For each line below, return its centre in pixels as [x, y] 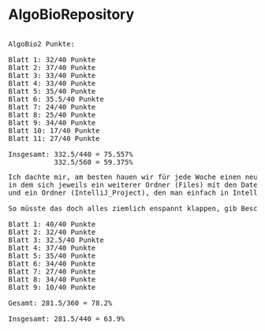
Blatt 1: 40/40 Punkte [52, 224]
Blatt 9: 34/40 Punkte [52, 123]
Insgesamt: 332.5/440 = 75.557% [71, 154]
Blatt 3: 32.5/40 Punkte [56, 240]
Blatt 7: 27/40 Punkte [52, 271]
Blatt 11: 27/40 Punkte [54, 138]
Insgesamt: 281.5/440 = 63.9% [67, 318]
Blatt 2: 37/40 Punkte [52, 67]
